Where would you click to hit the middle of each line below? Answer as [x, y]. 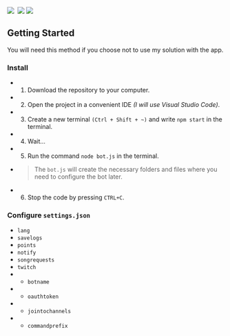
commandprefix [48, 326]
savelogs [30, 238]
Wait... [36, 141]
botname [38, 282]
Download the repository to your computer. [88, 90]
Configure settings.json [49, 215]
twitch [27, 268]
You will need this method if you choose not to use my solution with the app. [115, 50]
